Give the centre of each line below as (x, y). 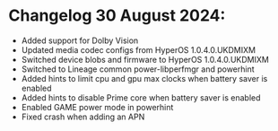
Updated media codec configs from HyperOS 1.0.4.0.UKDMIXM (139, 49)
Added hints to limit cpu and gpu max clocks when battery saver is (144, 78)
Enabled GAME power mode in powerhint (97, 107)
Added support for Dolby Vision (80, 40)
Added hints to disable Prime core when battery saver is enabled (141, 97)
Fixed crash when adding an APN (83, 117)
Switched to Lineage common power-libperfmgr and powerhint (138, 69)
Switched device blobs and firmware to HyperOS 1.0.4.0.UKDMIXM (145, 59)
